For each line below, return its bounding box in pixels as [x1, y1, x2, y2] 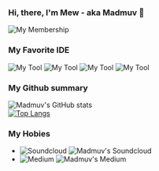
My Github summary [8, 82, 88, 93]
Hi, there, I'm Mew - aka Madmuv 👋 [8, 7, 145, 18]
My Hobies [8, 128, 51, 139]
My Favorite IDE [8, 45, 70, 56]
